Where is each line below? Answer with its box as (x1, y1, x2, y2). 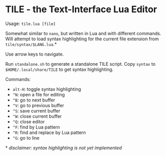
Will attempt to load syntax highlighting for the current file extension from (5, 36, 159, 42)
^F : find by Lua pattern (12, 124, 60, 130)
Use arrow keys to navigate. (5, 51, 64, 57)
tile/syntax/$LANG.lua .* (5, 41, 57, 47)
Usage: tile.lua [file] (5, 20, 56, 27)
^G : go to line (12, 135, 40, 141)
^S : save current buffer (12, 108, 61, 114)
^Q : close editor (12, 118, 45, 124)
